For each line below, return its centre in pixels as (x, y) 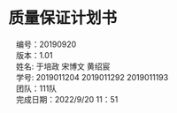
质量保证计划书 (63, 18)
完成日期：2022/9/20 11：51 (67, 99)
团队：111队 (37, 88)
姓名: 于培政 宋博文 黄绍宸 (63, 66)
